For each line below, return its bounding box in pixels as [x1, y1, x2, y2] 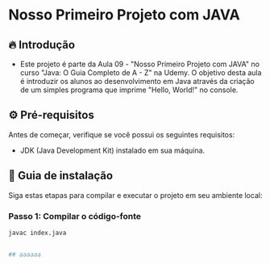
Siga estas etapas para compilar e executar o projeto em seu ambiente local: [8, 190, 263, 200]
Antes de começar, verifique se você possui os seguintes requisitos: [8, 129, 235, 139]
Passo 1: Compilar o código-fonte [8, 210, 142, 221]
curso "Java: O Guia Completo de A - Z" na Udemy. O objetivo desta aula [19, 68, 262, 78]
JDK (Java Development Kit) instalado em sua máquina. [19, 145, 206, 155]
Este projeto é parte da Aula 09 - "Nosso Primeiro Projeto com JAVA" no [19, 59, 260, 69]
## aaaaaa [8, 250, 42, 259]
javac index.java [8, 229, 67, 237]
